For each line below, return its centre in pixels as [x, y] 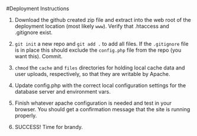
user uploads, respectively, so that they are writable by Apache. [92, 74]
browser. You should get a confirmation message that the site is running [102, 109]
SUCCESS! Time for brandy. [49, 127]
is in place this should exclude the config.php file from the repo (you [98, 50]
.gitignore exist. [34, 32]
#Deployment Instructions [38, 9]
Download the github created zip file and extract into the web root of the [103, 20]
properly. [26, 115]
